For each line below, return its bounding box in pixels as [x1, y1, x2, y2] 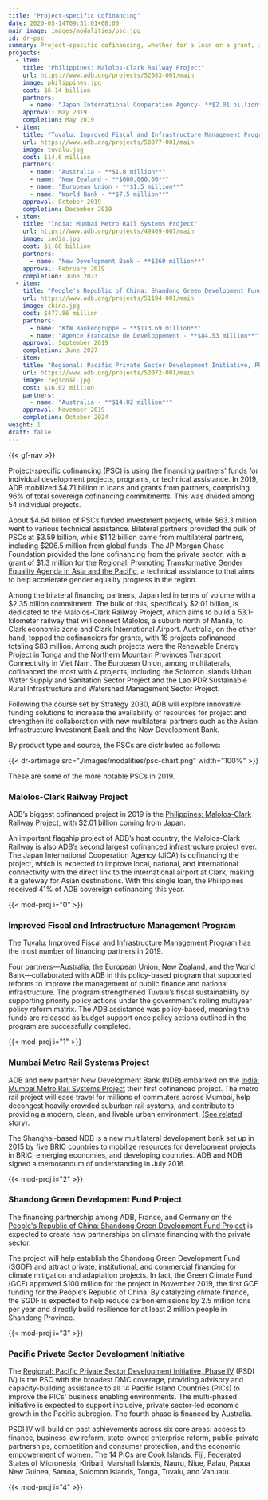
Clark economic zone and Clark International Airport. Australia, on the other [8, 624, 257, 634]
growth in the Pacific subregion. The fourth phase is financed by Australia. [8, 1409, 253, 1418]
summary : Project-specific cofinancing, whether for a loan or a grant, [8, 42, 255, 50]
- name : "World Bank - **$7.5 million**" [29, 190, 170, 198]
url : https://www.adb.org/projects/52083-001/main [22, 71, 195, 79]
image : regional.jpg [22, 376, 91, 384]
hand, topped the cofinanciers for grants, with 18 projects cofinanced [8, 633, 236, 642]
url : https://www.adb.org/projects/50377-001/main [22, 138, 195, 146]
